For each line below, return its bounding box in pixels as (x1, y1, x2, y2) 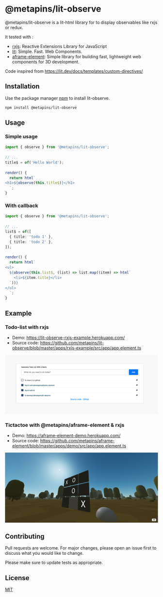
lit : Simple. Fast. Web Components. (12, 48, 82, 54)
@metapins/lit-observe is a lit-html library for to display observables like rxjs (5, 19, 158, 25)
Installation (5, 82, 40, 91)
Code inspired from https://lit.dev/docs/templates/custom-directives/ (5, 68, 143, 74)
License (5, 574, 30, 582)
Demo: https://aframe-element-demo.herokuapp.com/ (12, 433, 121, 438)
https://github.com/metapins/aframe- (40, 438, 115, 444)
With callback (5, 202, 38, 209)
